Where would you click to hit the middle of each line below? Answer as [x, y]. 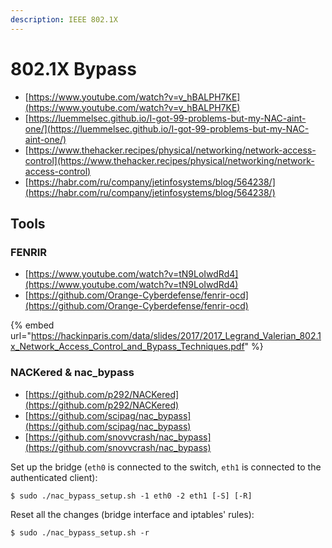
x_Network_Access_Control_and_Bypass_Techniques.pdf [127, 347]
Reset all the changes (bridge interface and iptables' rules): [132, 514]
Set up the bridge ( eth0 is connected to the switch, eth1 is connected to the [166, 467]
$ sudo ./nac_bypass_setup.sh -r [80, 532]
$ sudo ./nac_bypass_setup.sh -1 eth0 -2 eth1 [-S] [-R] [131, 496]
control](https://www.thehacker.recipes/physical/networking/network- [169, 160]
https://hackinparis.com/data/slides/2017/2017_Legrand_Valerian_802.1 [176, 336]
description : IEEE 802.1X [64, 19]
